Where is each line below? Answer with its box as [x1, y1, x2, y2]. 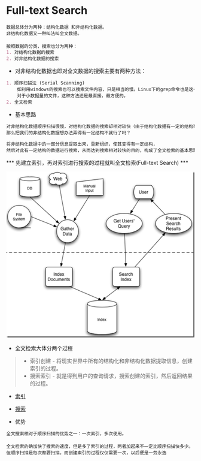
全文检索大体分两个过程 [14, 344, 73, 351]
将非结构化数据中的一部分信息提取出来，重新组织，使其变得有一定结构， [6, 141, 158, 147]
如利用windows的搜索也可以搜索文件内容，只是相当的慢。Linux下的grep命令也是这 [17, 86, 193, 93]
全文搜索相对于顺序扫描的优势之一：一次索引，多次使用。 [6, 430, 127, 436]
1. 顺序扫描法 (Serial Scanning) [6, 80, 85, 86]
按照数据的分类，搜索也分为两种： [6, 43, 78, 49]
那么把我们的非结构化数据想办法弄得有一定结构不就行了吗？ [6, 129, 131, 135]
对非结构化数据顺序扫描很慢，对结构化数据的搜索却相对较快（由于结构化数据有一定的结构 [6, 123, 193, 129]
